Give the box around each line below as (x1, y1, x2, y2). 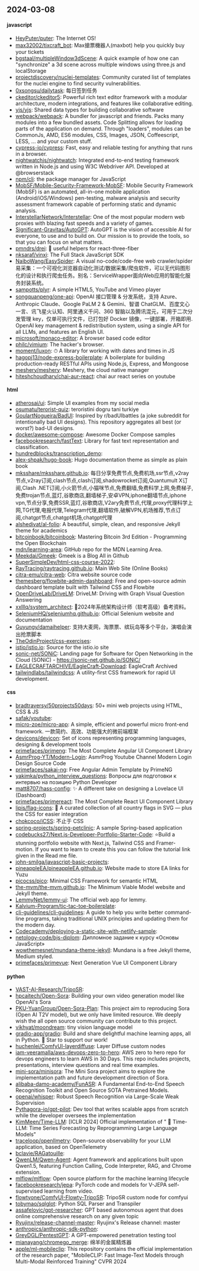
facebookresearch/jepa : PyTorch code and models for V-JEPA (15, 1181, 167, 1189)
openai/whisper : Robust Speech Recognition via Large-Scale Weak (15, 1093, 179, 1100)
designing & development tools (15, 741, 91, 748)
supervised (15, 1187, 43, 1194)
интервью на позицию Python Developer (15, 779, 117, 785)
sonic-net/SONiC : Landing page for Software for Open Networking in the (15, 649, 193, 657)
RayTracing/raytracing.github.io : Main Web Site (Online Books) (15, 565, 168, 572)
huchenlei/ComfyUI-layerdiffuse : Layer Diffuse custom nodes (15, 1043, 166, 1050)
